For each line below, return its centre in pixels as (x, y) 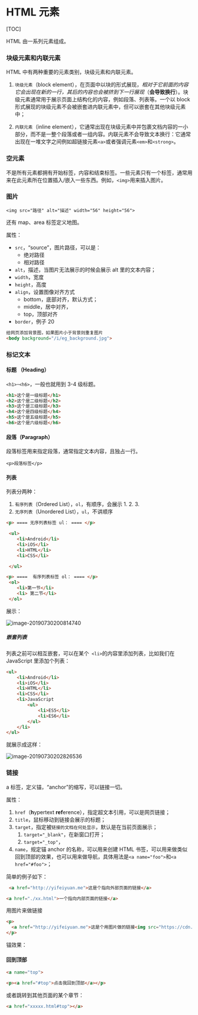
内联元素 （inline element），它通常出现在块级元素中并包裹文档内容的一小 (101, 127)
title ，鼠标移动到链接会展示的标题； (60, 819)
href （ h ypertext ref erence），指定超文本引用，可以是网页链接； (92, 812)
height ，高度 (30, 284)
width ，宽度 (29, 277)
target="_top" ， (43, 841)
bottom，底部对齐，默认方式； (61, 299)
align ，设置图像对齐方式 (45, 292)
